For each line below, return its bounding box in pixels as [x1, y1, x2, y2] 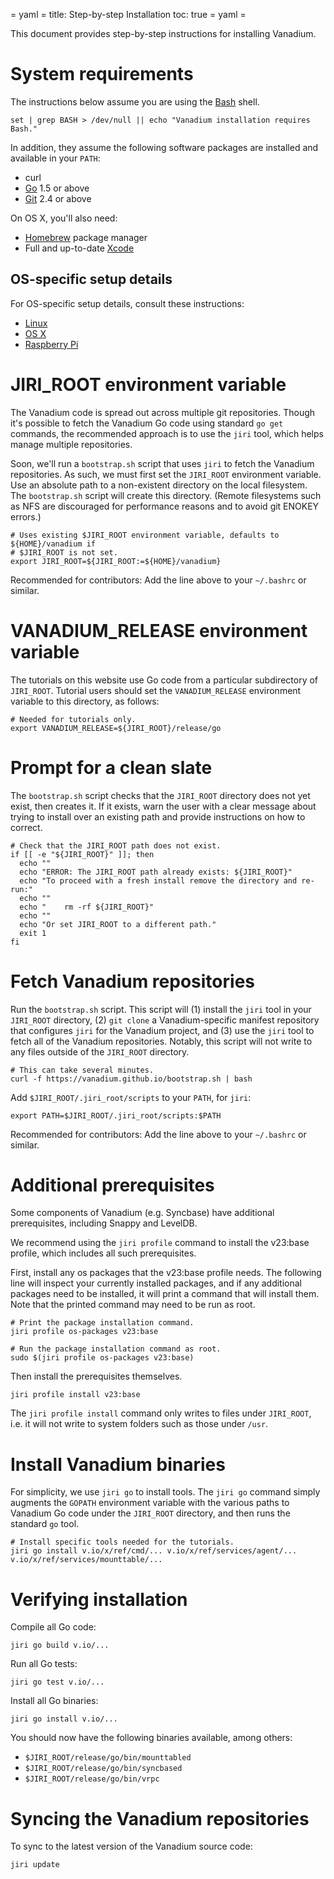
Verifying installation [10, 1588, 188, 1611]
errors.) [10, 510, 42, 523]
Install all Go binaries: [10, 1695, 99, 1707]
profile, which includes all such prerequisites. [10, 1247, 197, 1259]
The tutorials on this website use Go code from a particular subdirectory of [10, 674, 319, 686]
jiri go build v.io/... [10, 1640, 110, 1651]
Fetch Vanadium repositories [10, 970, 255, 993]
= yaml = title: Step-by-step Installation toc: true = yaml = [10, 9, 247, 20]
